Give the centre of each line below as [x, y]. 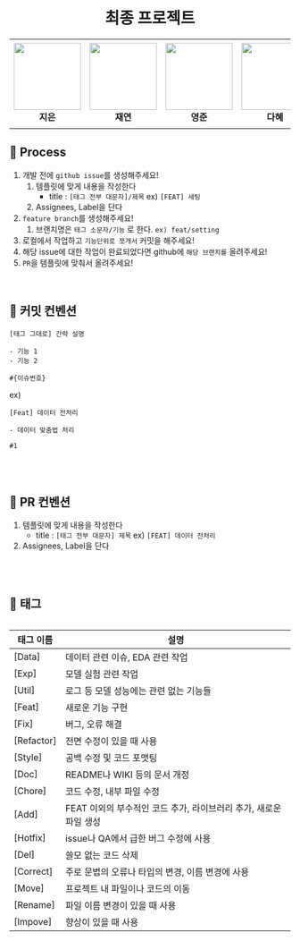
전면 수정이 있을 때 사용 [112, 742]
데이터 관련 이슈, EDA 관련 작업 [127, 657]
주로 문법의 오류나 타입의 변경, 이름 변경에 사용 [158, 872]
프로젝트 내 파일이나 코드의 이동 [128, 889]
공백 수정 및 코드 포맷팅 [112, 759]
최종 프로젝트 [150, 18]
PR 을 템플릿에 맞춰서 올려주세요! [78, 263]
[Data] [27, 657]
